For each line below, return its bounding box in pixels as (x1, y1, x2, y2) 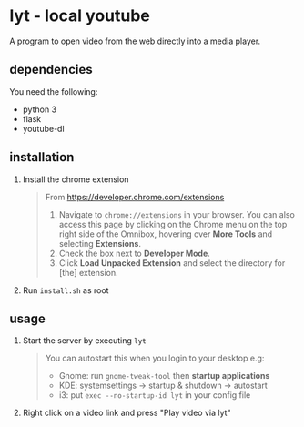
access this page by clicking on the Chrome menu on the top (58, 219, 288, 229)
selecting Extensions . (58, 238, 141, 249)
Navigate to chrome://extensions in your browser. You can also (58, 208, 296, 219)
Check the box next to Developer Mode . (58, 248, 211, 259)
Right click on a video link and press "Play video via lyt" (22, 407, 231, 419)
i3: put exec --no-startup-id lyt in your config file (58, 390, 251, 401)
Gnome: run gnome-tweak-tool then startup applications (58, 371, 270, 381)
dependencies (9, 62, 93, 77)
